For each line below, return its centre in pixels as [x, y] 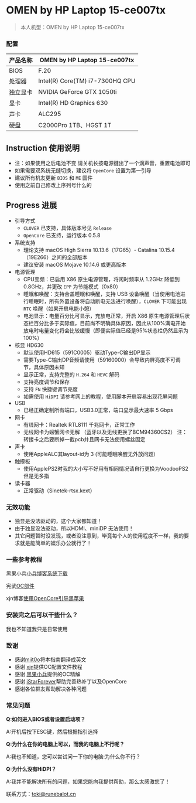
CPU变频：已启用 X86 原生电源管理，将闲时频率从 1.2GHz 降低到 [102, 279]
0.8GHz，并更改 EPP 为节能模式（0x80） [72, 286]
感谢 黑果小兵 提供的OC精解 [47, 674]
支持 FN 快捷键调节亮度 [50, 389]
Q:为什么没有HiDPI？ [31, 769]
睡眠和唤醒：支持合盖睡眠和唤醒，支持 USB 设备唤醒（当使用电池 [102, 294]
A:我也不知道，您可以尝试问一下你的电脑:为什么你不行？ [73, 757]
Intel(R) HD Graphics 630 [73, 103]
